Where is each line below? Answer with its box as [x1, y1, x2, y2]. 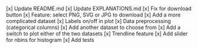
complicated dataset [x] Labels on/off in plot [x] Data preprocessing [6, 18, 171, 24]
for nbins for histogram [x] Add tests [6, 37, 94, 43]
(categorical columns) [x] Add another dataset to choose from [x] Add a [6, 24, 181, 31]
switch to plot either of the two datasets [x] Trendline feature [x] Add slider [6, 30, 188, 37]
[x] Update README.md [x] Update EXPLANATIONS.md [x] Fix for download [6, 5, 192, 12]
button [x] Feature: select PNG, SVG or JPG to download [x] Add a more [6, 11, 181, 18]
